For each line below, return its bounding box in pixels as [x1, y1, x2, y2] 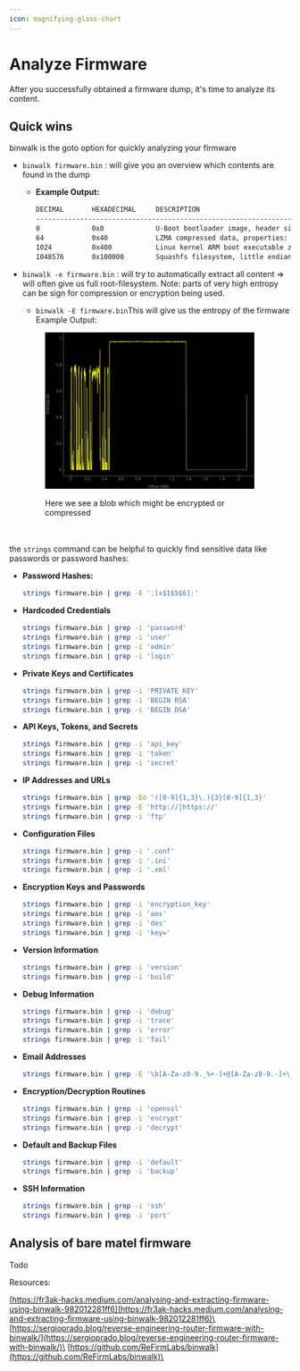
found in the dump [21, 170, 91, 181]
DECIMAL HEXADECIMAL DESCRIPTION [35, 206, 201, 214]
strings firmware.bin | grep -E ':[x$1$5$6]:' [21, 589, 199, 598]
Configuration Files [21, 828, 96, 839]
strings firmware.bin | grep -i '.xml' [21, 865, 171, 875]
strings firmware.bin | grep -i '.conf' [21, 846, 175, 855]
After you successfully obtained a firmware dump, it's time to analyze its [9, 83, 275, 94]
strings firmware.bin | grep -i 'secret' [21, 759, 179, 768]
